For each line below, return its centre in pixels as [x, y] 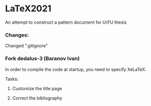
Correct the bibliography [37, 98]
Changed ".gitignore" [27, 46]
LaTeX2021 [28, 9]
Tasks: [12, 79]
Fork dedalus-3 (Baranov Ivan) [42, 59]
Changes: [17, 35]
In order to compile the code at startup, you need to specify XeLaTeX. [76, 69]
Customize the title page [37, 88]
